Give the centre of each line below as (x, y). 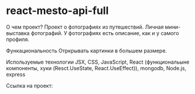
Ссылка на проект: (30, 85)
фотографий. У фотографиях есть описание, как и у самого (105, 33)
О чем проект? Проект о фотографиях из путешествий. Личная (85, 27)
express (16, 74)
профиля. (18, 39)
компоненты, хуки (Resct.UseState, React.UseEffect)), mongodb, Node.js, (96, 68)
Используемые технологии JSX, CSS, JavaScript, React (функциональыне (98, 62)
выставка (18, 33)
